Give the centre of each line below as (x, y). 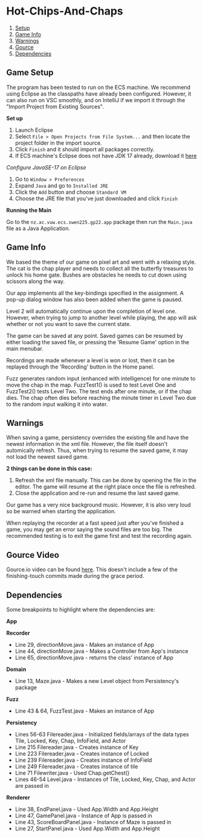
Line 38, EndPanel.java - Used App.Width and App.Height (87, 809)
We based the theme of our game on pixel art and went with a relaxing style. (101, 262)
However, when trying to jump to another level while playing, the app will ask (101, 317)
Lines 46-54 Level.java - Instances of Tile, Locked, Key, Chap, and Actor (105, 779)
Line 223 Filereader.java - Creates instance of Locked (82, 754)
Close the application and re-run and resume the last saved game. (97, 493)
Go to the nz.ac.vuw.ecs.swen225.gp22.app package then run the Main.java (99, 221)
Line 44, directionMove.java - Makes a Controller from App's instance (101, 651)
